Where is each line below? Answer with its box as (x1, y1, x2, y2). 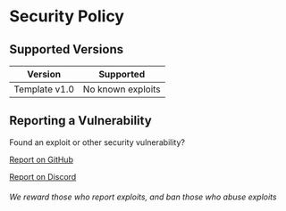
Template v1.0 (13, 83, 74, 95)
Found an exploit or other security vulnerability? (9, 136, 186, 148)
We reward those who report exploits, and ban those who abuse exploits (9, 191, 277, 202)
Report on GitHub (9, 154, 74, 165)
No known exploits (82, 83, 161, 95)
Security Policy (9, 6, 125, 27)
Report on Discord (9, 171, 77, 182)
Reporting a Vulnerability (9, 113, 152, 128)
